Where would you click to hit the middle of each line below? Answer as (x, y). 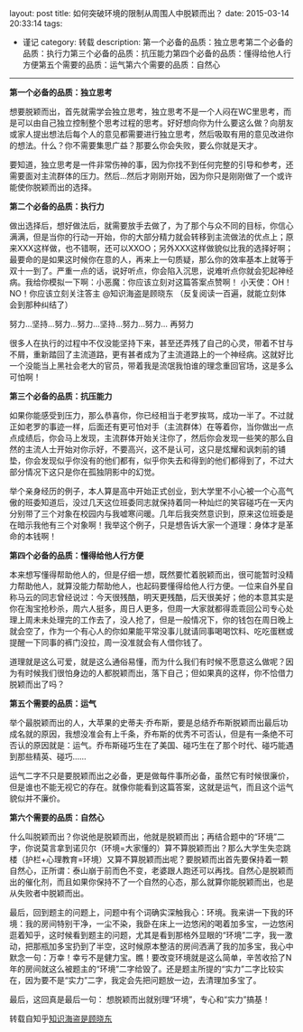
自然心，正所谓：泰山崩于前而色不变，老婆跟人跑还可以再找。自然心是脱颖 (147, 871)
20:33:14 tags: (36, 23)
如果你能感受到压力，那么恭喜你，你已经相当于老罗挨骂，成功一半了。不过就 (151, 415)
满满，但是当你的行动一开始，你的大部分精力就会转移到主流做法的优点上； (147, 237)
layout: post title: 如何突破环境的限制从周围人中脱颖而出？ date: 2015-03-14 (150, 13)
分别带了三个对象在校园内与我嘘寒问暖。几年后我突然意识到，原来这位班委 (147, 514)
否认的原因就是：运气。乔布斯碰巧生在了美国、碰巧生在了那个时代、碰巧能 (147, 745)
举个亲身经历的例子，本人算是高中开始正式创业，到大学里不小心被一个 (140, 491)
